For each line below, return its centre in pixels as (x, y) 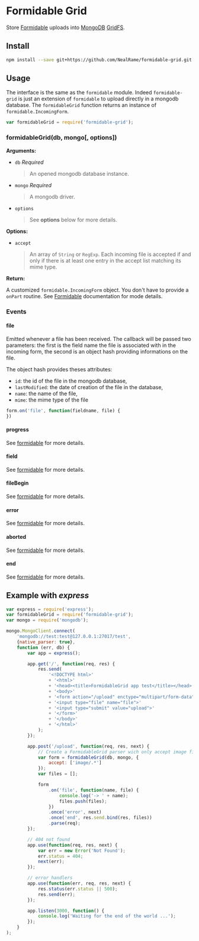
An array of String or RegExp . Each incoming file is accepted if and (110, 254)
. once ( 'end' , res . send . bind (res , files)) (100, 818)
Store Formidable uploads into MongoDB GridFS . (66, 27)
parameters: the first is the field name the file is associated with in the (91, 345)
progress (17, 430)
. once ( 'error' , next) (75, 812)
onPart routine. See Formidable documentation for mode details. (84, 296)
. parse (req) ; (65, 823)
